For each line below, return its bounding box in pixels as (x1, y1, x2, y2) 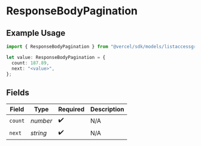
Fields (6, 88, 30, 98)
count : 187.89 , (11, 60, 50, 66)
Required (57, 105, 85, 114)
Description (90, 105, 124, 114)
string (30, 129, 47, 137)
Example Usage (6, 28, 66, 38)
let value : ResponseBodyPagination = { (6, 54, 106, 60)
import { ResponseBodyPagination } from (6, 44, 109, 49)
